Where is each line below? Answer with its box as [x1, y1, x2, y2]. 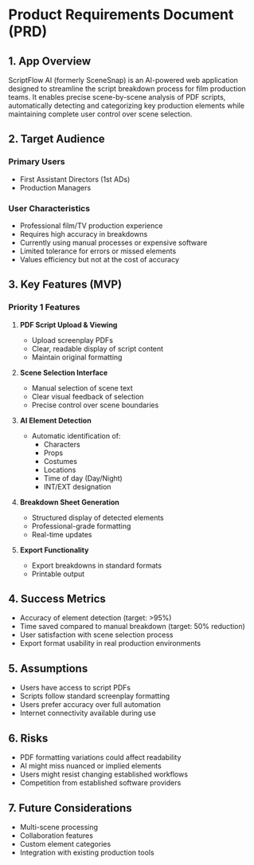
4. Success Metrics [8, 592, 106, 606]
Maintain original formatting [31, 352, 123, 362]
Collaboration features [19, 831, 94, 840]
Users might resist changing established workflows [19, 769, 189, 779]
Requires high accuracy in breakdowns [19, 229, 148, 238]
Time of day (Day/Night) [43, 473, 123, 483]
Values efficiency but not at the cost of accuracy [19, 254, 180, 264]
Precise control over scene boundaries [31, 400, 159, 410]
